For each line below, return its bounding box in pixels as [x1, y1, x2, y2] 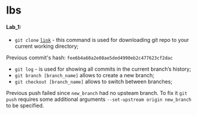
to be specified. [6, 102, 44, 109]
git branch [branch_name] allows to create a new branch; [14, 72, 155, 79]
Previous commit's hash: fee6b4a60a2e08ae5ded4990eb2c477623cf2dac [6, 54, 173, 61]
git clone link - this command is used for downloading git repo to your [14, 37, 189, 44]
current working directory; [14, 42, 79, 50]
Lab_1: [6, 23, 22, 30]
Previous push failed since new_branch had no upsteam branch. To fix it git [6, 90, 188, 97]
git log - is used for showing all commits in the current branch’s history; [14, 65, 192, 73]
